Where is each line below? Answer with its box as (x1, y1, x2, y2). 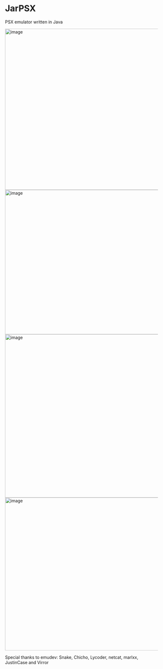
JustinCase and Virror (5, 659, 49, 665)
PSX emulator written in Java (5, 19, 63, 25)
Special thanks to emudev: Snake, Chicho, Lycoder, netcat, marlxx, (5, 654, 139, 660)
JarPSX (5, 3, 36, 14)
